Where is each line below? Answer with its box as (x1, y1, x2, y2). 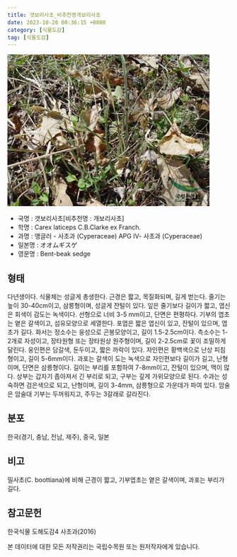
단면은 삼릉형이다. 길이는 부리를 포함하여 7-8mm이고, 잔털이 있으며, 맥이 (22, 363, 223, 372)
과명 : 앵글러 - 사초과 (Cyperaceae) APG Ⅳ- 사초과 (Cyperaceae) (17, 232, 203, 241)
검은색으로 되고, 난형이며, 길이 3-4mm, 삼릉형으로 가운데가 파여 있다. (25, 381, 217, 389)
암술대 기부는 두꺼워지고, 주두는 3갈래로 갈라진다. (14, 390, 151, 398)
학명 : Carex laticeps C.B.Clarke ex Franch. (17, 223, 141, 231)
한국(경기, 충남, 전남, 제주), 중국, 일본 (7, 432, 110, 441)
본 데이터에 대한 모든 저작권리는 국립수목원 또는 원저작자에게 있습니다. (7, 542, 200, 551)
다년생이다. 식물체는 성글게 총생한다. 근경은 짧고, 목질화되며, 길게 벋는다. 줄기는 (7, 292, 226, 301)
